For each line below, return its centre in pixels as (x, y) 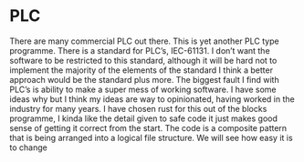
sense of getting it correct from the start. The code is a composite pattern (148, 127)
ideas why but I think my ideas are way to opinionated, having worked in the (152, 99)
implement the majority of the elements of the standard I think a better (142, 70)
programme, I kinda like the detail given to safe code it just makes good (144, 118)
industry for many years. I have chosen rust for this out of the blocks (138, 108)
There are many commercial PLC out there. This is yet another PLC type (145, 41)
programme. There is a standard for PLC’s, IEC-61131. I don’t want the (140, 50)
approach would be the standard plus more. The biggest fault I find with (145, 79)
